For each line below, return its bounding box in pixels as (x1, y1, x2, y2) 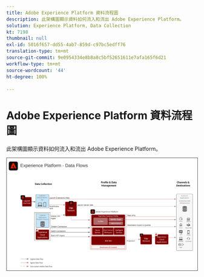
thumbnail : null (6, 35, 47, 42)
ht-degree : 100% (6, 73, 47, 80)
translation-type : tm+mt (6, 48, 69, 55)
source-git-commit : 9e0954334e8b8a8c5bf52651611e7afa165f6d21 (6, 55, 166, 61)
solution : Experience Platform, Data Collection (6, 22, 131, 28)
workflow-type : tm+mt (6, 61, 61, 67)
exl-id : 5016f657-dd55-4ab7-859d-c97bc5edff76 (6, 42, 126, 48)
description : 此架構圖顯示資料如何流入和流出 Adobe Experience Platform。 (6, 16, 185, 22)
